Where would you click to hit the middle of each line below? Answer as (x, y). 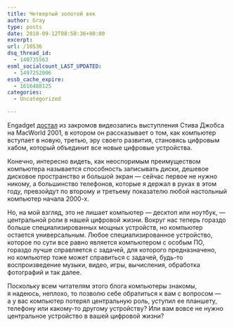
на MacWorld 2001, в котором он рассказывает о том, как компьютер (112, 132)
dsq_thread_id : (30, 54)
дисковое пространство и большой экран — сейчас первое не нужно (112, 176)
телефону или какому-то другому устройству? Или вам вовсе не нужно (115, 308)
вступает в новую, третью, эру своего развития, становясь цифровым (113, 140)
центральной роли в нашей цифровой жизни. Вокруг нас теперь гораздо (117, 220)
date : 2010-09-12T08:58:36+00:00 (56, 33)
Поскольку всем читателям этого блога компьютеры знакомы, (102, 286)
